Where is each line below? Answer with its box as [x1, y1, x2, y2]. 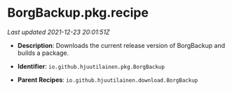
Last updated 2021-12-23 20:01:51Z [7, 28, 110, 36]
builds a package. [17, 49, 69, 57]
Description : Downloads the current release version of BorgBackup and [17, 41, 226, 49]
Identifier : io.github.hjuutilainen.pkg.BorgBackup [17, 62, 165, 70]
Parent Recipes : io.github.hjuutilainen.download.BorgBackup [17, 75, 198, 84]
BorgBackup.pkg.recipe [7, 5, 149, 21]
